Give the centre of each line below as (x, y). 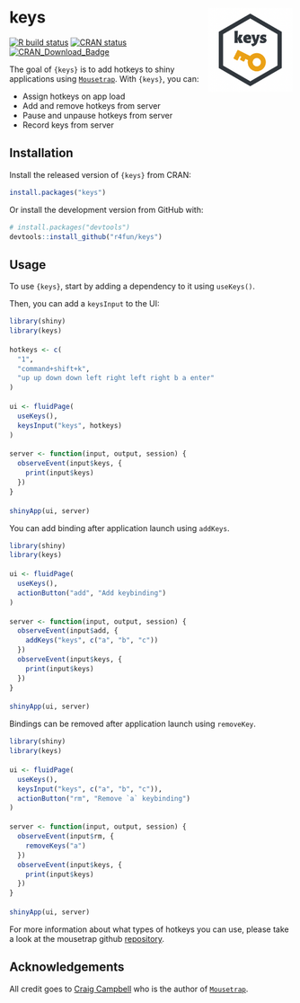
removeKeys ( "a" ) (56, 846)
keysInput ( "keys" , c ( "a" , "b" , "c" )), (90, 789)
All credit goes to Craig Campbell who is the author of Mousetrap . (129, 989)
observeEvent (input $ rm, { (66, 837)
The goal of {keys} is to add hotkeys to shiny (92, 69)
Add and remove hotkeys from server (92, 105)
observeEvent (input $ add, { (68, 631)
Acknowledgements (67, 967)
